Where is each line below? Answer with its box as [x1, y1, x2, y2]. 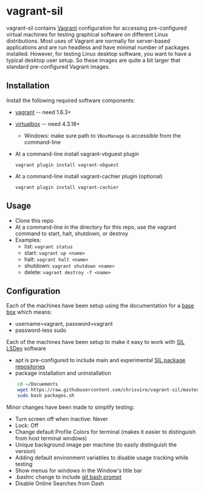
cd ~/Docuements [17, 381, 59, 388]
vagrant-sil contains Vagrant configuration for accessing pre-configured [6, 24, 187, 32]
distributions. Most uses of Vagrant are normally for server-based [6, 37, 171, 44]
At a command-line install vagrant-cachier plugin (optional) [15, 172, 163, 180]
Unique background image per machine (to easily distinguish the [15, 441, 177, 448]
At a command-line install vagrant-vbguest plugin [15, 150, 140, 157]
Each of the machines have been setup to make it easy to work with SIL [6, 339, 185, 346]
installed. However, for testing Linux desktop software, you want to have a [6, 50, 191, 57]
